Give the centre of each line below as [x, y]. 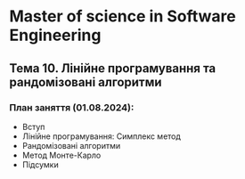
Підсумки [41, 164]
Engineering [55, 35]
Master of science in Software [122, 16]
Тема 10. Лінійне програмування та [113, 68]
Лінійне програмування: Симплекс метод [101, 136]
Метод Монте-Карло [61, 155]
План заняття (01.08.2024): [72, 107]
